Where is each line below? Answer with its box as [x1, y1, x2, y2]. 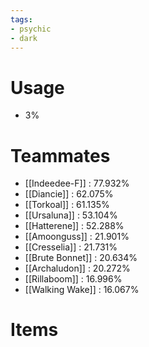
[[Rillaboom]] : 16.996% [24, 273, 123, 285]
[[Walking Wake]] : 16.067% [24, 284, 140, 296]
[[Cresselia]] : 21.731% [24, 241, 118, 253]
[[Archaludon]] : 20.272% [24, 262, 131, 275]
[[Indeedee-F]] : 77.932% [24, 177, 130, 190]
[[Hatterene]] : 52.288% [24, 220, 125, 232]
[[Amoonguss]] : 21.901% [24, 231, 130, 243]
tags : [10, 14, 33, 25]
